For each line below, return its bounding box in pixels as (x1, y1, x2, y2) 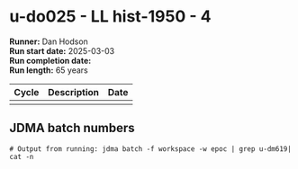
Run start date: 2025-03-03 (9, 45, 115, 56)
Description (48, 85, 99, 98)
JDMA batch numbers (9, 120, 135, 136)
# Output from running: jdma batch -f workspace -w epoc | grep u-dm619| (9, 144, 293, 154)
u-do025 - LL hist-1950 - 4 (9, 6, 212, 27)
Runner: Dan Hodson (9, 36, 88, 47)
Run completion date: (9, 55, 92, 66)
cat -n (9, 152, 34, 161)
